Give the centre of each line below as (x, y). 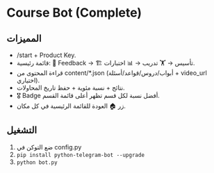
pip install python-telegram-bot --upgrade (81, 155)
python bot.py (37, 162)
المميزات (24, 39)
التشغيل (22, 130)
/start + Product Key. (46, 55)
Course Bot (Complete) (74, 13)
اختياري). (28, 80)
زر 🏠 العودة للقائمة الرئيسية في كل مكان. (71, 106)
